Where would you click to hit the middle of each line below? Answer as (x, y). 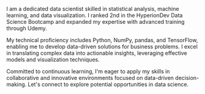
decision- (187, 78)
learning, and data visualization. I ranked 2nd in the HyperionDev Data (95, 15)
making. (17, 84)
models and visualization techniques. (53, 60)
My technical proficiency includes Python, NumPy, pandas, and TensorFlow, (102, 40)
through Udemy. (27, 28)
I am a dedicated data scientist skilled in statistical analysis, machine (93, 9)
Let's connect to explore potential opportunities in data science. (108, 84)
